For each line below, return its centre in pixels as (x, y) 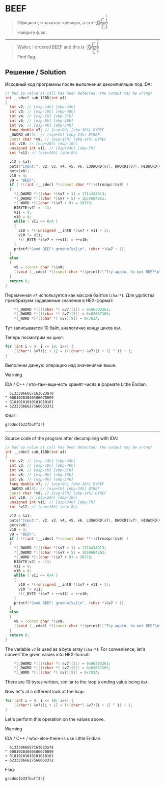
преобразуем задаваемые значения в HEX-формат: (59, 300)
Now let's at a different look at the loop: (45, 692)
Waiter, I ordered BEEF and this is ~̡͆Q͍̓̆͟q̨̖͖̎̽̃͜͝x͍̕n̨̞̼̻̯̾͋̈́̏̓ (58, 47)
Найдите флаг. (32, 32)
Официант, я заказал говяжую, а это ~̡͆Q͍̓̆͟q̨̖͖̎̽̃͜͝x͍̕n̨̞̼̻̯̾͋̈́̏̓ (62, 22)
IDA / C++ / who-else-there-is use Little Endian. (53, 738)
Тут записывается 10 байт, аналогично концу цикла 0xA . (63, 328)
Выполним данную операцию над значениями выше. (61, 365)
